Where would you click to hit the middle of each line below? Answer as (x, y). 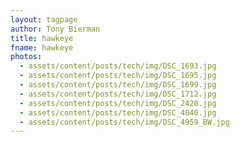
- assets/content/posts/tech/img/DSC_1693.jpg (118, 66)
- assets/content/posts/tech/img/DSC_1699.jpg (118, 85)
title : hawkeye (42, 38)
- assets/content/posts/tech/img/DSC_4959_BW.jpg (124, 122)
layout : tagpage (44, 19)
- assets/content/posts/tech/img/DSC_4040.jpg (118, 112)
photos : (26, 57)
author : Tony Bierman (55, 29)
